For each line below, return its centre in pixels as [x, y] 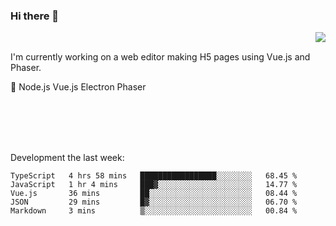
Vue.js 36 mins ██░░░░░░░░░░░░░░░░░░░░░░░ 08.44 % [154, 194]
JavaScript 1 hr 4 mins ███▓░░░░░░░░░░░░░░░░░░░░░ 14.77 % [154, 185]
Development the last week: [67, 158]
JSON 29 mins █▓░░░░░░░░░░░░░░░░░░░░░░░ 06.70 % [154, 202]
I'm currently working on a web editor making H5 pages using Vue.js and [160, 57]
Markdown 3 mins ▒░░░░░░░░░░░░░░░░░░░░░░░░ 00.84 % [154, 211]
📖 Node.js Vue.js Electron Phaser [78, 87]
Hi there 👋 [35, 16]
